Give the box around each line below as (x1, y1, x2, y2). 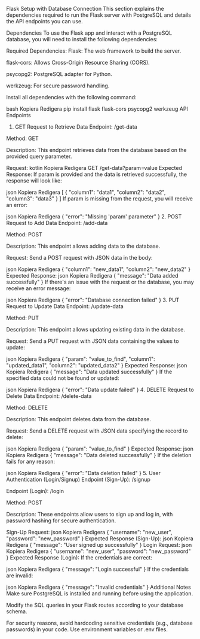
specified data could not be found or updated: (6, 375, 119, 382)
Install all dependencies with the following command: (6, 94, 137, 101)
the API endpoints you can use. (6, 18, 83, 25)
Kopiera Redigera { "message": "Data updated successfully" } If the (6, 368, 173, 375)
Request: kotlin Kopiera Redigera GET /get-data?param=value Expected (6, 165, 182, 171)
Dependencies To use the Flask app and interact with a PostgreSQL (6, 29, 173, 36)
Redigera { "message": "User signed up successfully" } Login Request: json (6, 541, 192, 548)
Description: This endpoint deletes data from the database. (6, 416, 151, 422)
